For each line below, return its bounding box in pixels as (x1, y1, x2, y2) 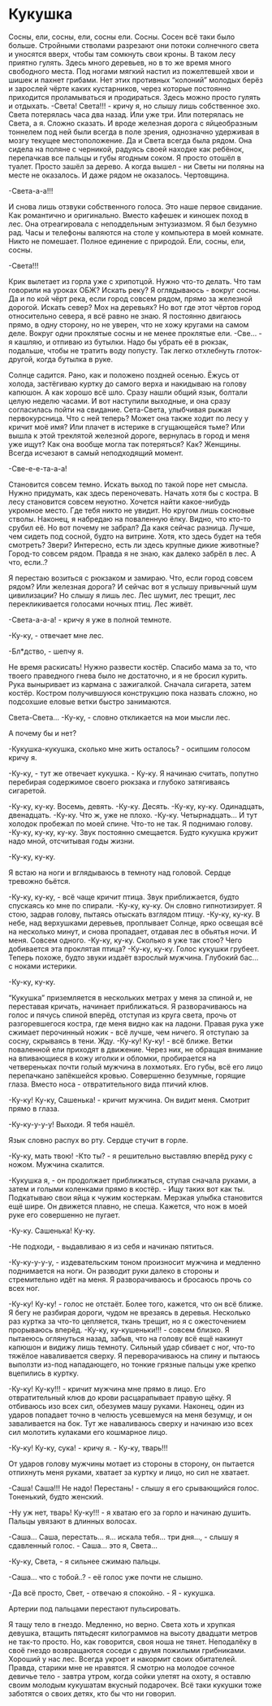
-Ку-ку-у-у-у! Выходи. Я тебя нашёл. (8, 1119, 136, 1129)
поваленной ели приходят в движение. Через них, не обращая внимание (8, 1044, 263, 1054)
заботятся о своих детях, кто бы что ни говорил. (8, 1688, 177, 1698)
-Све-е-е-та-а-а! (8, 463, 67, 473)
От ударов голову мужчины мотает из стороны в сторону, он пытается (8, 1459, 255, 1468)
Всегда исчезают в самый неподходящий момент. (8, 448, 184, 457)
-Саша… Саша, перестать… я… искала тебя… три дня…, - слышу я (8, 1532, 240, 1542)
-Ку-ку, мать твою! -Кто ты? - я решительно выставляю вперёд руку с (8, 1151, 253, 1161)
